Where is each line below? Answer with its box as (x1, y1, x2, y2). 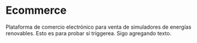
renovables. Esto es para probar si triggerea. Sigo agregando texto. (5, 29, 172, 36)
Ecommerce (5, 4, 67, 17)
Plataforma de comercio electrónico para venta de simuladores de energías (5, 23, 192, 30)
